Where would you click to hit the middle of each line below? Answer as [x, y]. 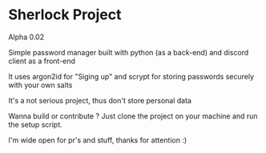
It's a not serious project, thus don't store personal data [100, 100]
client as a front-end [42, 61]
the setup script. [35, 124]
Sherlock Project [65, 15]
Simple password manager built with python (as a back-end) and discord [129, 52]
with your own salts [40, 85]
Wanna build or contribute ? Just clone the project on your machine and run [133, 116]
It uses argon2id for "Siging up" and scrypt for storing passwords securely [131, 76]
